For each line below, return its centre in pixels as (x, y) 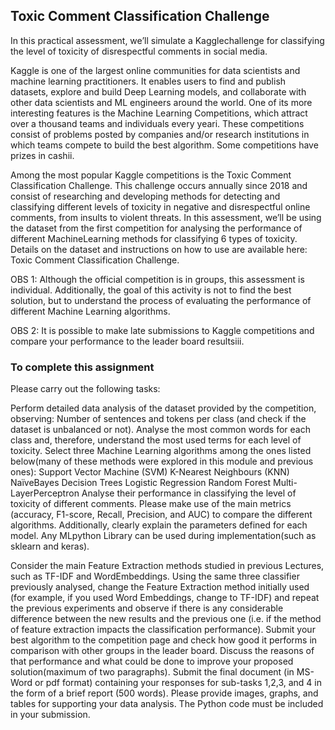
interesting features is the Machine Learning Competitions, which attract (159, 113)
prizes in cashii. (42, 155)
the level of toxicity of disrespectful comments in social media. (139, 51)
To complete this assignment (82, 367)
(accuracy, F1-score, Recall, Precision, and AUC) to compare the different (161, 515)
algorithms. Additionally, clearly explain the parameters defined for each (159, 525)
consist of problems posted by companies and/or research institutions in (160, 134)
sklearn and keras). (50, 546)
